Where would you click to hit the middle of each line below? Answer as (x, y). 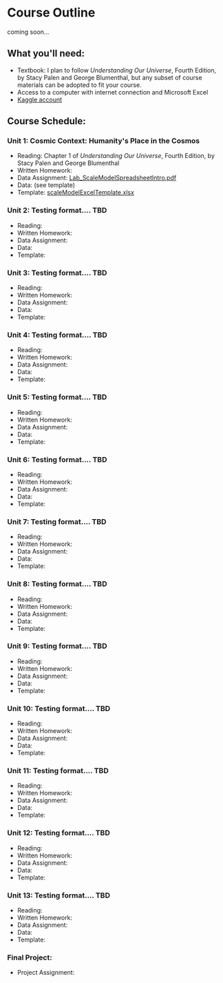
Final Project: (30, 957)
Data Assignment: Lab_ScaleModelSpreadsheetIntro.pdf (97, 178)
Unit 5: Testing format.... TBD (57, 397)
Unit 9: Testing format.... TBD (57, 646)
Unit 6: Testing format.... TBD (57, 459)
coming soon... (28, 32)
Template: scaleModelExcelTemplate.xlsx (75, 193)
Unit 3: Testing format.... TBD (57, 273)
